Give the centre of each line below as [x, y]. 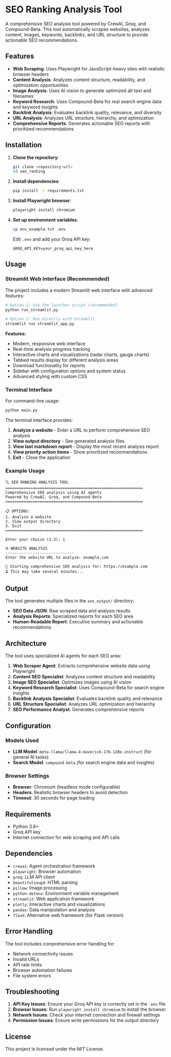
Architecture [26, 643]
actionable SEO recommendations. [42, 40]
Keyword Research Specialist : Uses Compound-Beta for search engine [89, 688]
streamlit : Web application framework [54, 899]
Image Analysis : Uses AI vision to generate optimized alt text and [82, 91]
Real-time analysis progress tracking [51, 349]
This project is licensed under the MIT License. [55, 1049]
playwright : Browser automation [47, 871]
